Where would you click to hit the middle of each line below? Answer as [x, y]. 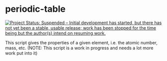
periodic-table [35, 9]
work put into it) [21, 53]
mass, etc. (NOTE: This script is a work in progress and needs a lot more [79, 48]
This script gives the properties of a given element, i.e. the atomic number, [82, 42]
